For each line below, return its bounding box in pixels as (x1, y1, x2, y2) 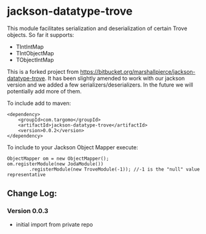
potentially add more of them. (7, 87, 82, 95)
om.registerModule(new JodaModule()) (7, 161, 104, 167)
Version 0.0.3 (7, 207, 49, 216)
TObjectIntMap (15, 56, 54, 63)
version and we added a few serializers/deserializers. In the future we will (7, 81, 193, 88)
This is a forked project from (7, 68, 79, 75)
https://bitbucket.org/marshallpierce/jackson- (80, 68, 196, 75)
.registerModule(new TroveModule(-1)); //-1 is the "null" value (29, 166, 200, 173)
